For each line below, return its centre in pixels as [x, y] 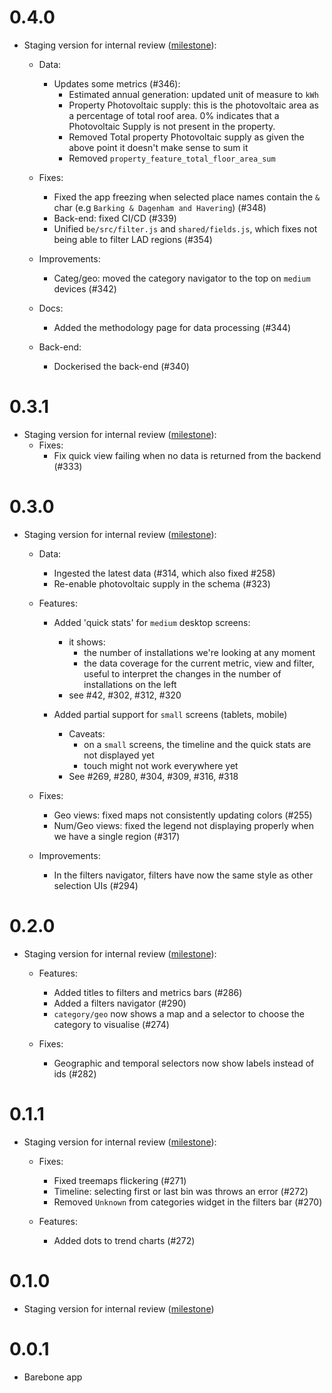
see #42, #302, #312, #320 [125, 695]
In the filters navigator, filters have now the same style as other [183, 875]
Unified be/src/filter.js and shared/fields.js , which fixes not [185, 228]
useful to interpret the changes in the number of [182, 673]
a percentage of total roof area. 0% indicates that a [174, 115]
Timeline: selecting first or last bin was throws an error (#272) [181, 1191]
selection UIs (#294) [96, 885]
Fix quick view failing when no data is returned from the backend [187, 455]
